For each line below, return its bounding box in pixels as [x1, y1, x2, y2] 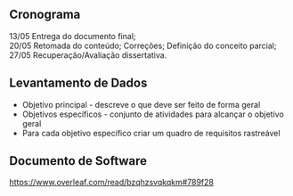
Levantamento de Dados [9, 76, 148, 91]
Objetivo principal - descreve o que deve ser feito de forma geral [21, 99, 261, 110]
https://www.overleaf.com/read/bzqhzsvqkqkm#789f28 [9, 177, 214, 188]
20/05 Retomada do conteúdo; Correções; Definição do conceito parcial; [9, 40, 277, 51]
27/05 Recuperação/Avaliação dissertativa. [9, 49, 167, 61]
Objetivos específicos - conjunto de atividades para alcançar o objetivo [21, 109, 285, 119]
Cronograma [9, 7, 81, 22]
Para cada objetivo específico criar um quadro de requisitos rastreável [21, 127, 281, 138]
